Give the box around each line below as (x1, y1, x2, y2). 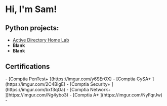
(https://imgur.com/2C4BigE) (5, 81, 66, 87)
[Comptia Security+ (70, 81, 111, 87)
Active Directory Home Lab (12, 37, 69, 43)
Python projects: (5, 24, 59, 32)
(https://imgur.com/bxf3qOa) (5, 86, 66, 92)
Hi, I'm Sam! (5, 4, 57, 15)
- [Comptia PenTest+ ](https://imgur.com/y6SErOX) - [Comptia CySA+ (5, 76, 151, 82)
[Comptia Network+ (69, 86, 111, 92)
